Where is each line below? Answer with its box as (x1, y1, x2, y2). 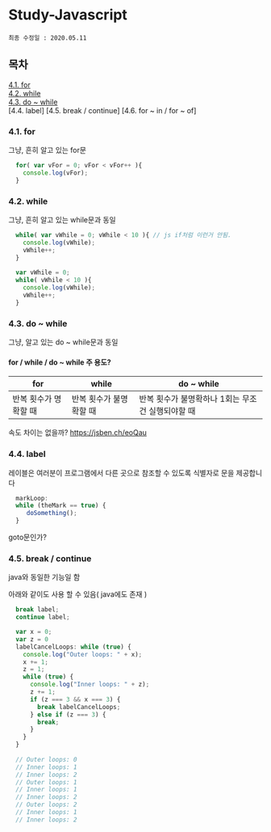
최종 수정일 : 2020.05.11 (8, 34, 87, 42)
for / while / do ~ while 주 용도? (8, 357, 111, 367)
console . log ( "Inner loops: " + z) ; (29, 681, 150, 689)
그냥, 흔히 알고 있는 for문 (8, 146, 87, 155)
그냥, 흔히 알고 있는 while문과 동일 (8, 214, 116, 224)
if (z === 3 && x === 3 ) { (29, 695, 121, 703)
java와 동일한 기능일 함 (8, 572, 81, 582)
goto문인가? (8, 532, 47, 543)
